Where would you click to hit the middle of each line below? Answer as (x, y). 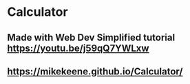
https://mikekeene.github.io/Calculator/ (95, 71)
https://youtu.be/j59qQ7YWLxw (78, 48)
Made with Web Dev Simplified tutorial (91, 38)
